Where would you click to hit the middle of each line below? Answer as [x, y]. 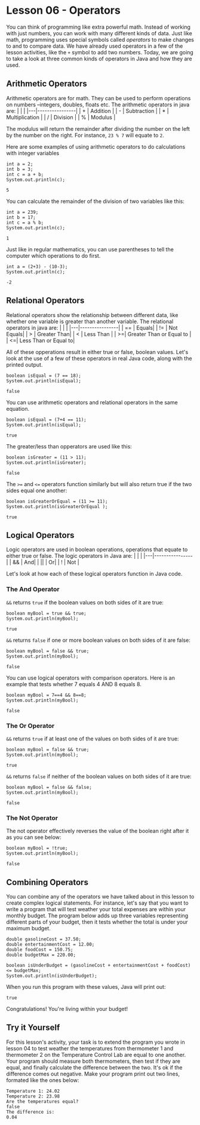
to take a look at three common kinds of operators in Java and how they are [99, 59]
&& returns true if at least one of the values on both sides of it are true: [93, 739]
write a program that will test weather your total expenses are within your [96, 909]
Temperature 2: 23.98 [33, 1096]
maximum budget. [28, 929]
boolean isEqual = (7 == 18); [44, 376]
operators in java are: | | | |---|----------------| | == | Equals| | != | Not [92, 328]
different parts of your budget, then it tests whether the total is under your [97, 922]
